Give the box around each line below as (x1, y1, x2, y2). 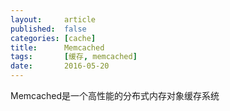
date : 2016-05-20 (10, 61, 110, 71)
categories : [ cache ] (10, 33, 97, 43)
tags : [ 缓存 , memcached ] (10, 52, 138, 62)
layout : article (10, 14, 97, 25)
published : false (10, 24, 87, 34)
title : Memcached (10, 42, 105, 53)
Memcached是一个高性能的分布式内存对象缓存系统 (10, 90, 220, 101)
